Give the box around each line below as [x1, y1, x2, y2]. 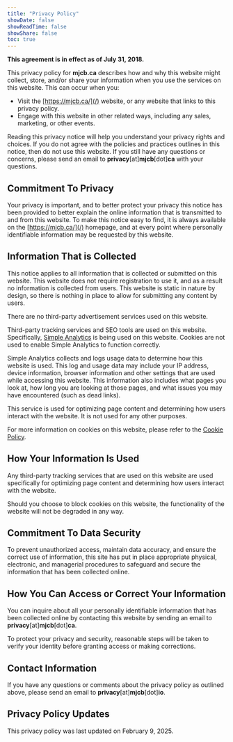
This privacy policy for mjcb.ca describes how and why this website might [7, 69, 220, 77]
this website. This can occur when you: [7, 84, 120, 92]
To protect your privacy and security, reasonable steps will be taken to [7, 635, 209, 643]
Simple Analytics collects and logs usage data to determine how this [7, 354, 203, 362]
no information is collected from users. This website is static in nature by [7, 283, 216, 292]
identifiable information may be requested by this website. [7, 230, 174, 239]
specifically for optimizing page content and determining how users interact [7, 478, 225, 487]
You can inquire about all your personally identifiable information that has [7, 606, 217, 615]
